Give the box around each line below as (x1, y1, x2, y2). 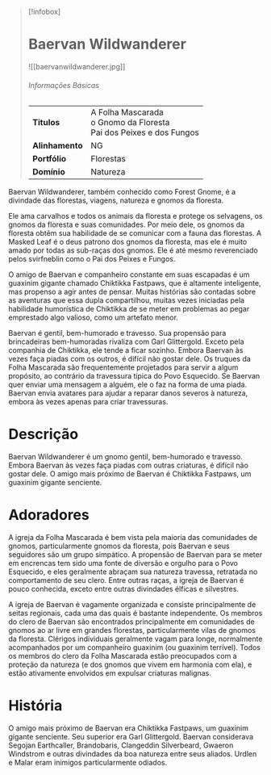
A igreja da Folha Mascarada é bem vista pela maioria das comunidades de (8, 533, 258, 542)
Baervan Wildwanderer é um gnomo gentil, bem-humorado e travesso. (8, 452, 244, 462)
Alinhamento (31, 140, 83, 152)
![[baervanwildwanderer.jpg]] (27, 61, 126, 71)
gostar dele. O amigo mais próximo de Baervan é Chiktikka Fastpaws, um (8, 469, 252, 479)
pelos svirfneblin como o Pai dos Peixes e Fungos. (8, 254, 176, 264)
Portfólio (31, 153, 67, 165)
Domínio (31, 166, 66, 178)
